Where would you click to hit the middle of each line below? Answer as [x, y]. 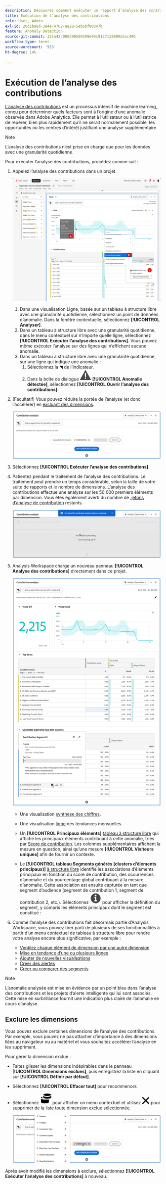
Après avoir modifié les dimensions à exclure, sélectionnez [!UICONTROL [80, 1171]
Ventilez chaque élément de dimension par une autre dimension [84, 948]
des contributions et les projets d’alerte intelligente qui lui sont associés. [79, 993]
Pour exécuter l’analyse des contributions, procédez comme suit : [72, 162]
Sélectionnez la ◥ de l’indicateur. [61, 367]
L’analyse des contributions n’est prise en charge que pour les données [78, 147]
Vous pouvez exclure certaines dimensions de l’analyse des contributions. [80, 1031]
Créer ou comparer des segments [54, 969]
